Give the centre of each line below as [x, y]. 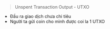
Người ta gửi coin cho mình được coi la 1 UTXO [57, 22]
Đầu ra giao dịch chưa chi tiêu [40, 16]
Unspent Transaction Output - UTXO [52, 7]
